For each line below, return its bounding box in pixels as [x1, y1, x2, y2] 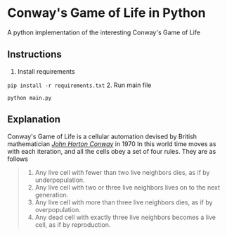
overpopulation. [34, 205, 81, 214]
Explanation [7, 114, 61, 126]
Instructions [7, 48, 62, 60]
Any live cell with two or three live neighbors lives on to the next [34, 183, 220, 191]
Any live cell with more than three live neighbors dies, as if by [34, 198, 213, 206]
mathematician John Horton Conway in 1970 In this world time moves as [7, 139, 216, 148]
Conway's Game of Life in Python [7, 5, 206, 21]
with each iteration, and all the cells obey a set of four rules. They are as [7, 147, 216, 155]
